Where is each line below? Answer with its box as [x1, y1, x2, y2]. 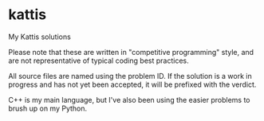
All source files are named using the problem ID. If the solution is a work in [8, 71, 253, 80]
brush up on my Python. [8, 103, 88, 113]
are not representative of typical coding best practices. [8, 56, 189, 65]
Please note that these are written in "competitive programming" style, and [8, 47, 254, 57]
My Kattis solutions [8, 32, 72, 41]
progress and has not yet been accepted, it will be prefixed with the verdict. [8, 80, 257, 89]
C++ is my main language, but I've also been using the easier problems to [8, 95, 250, 104]
